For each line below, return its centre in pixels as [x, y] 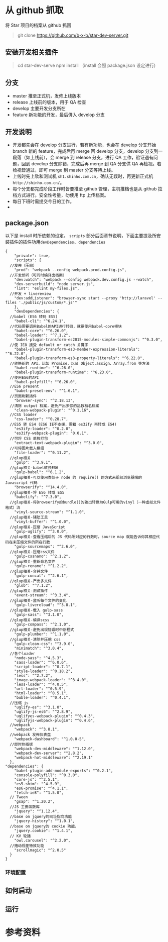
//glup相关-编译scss [30, 620]
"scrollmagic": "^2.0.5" [40, 850]
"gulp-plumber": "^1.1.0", [42, 634]
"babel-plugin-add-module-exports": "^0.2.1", [64, 771]
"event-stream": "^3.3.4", [42, 595]
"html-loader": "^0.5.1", [41, 693]
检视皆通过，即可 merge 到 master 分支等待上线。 [64, 170]
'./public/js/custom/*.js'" [48, 303]
